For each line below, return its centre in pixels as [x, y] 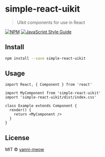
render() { [20, 110]
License [17, 138]
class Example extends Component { [41, 106]
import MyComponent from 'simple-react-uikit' [53, 93]
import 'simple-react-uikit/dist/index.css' [51, 97]
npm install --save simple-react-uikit [45, 58]
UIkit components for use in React [51, 22]
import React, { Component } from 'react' [49, 85]
